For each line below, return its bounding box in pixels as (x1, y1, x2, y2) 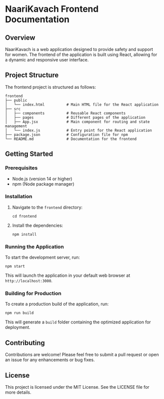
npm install (12, 232, 37, 237)
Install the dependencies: (12, 222, 64, 228)
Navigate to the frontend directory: (12, 204, 83, 210)
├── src (5, 106, 21, 111)
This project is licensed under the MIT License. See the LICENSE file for (5, 384, 150, 390)
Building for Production (5, 290, 62, 297)
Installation (5, 193, 33, 200)
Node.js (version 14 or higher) (12, 176, 72, 182)
